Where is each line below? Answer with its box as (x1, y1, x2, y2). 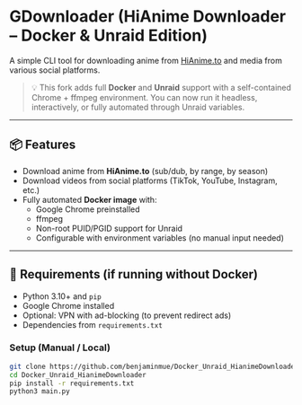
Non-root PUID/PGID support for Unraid (35, 223, 182, 233)
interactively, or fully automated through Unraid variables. (31, 101, 245, 112)
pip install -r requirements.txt (9, 379, 135, 388)
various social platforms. (9, 65, 101, 75)
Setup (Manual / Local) (9, 341, 111, 354)
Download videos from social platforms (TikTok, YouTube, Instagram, (22, 175, 279, 186)
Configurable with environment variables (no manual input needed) (35, 232, 285, 243)
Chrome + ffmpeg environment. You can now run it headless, (31, 92, 258, 102)
